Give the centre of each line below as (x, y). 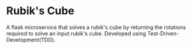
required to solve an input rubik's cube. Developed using (76, 33)
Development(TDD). (31, 40)
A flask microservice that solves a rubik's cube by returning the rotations (96, 27)
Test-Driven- (163, 33)
